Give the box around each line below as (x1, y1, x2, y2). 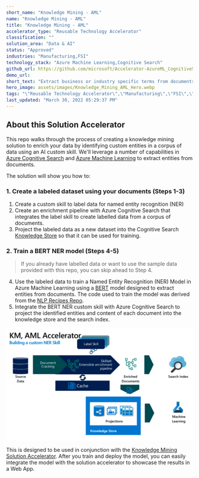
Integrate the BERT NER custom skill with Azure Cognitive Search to (14, 303, 181, 311)
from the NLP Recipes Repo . (14, 297, 84, 304)
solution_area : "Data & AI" (6, 41, 76, 47)
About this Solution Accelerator (6, 120, 126, 130)
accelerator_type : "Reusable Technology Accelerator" (6, 28, 142, 34)
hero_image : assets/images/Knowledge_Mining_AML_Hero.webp (6, 85, 155, 91)
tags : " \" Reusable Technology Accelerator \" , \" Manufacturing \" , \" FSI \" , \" (6, 91, 195, 97)
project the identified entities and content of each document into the (14, 310, 182, 317)
